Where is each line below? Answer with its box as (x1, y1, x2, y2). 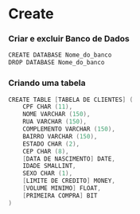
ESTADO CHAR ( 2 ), (22, 140, 80, 148)
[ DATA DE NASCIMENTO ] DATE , (22, 154, 115, 163)
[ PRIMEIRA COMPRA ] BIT (22, 192, 98, 200)
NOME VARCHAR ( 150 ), (22, 111, 91, 119)
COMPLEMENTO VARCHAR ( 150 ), (22, 125, 115, 134)
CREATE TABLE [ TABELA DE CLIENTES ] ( (8, 95, 134, 103)
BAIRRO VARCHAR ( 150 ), (22, 132, 98, 140)
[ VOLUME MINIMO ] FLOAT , (22, 185, 102, 193)
